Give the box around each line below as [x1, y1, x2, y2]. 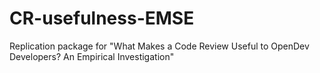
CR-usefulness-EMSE [9, 7, 195, 30]
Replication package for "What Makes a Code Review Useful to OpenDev [9, 40, 310, 52]
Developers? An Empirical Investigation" [9, 50, 175, 62]
